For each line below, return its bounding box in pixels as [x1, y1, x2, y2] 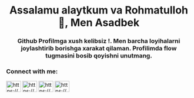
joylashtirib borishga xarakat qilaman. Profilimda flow [21, 45, 177, 53]
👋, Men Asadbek [58, 16, 140, 29]
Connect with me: [6, 67, 58, 76]
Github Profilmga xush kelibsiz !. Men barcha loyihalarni [17, 37, 180, 45]
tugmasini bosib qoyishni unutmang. [45, 52, 153, 60]
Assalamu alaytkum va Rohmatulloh [9, 4, 189, 17]
